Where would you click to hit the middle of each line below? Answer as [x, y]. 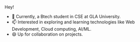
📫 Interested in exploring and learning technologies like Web [73, 22]
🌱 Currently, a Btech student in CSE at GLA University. [66, 16]
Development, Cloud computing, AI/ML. [51, 29]
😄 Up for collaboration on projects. [47, 34]
